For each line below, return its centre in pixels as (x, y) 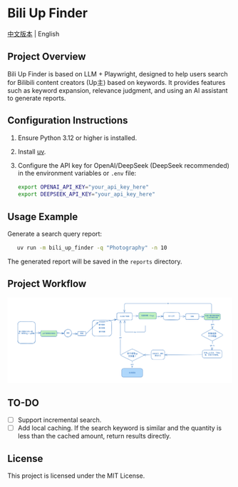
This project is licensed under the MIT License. (76, 476)
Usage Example (43, 217)
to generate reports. (37, 98)
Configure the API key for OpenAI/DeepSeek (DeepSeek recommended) (124, 165)
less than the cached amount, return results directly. (94, 436)
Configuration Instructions (68, 120)
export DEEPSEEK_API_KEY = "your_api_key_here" (86, 194)
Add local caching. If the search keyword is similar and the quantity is (120, 428)
